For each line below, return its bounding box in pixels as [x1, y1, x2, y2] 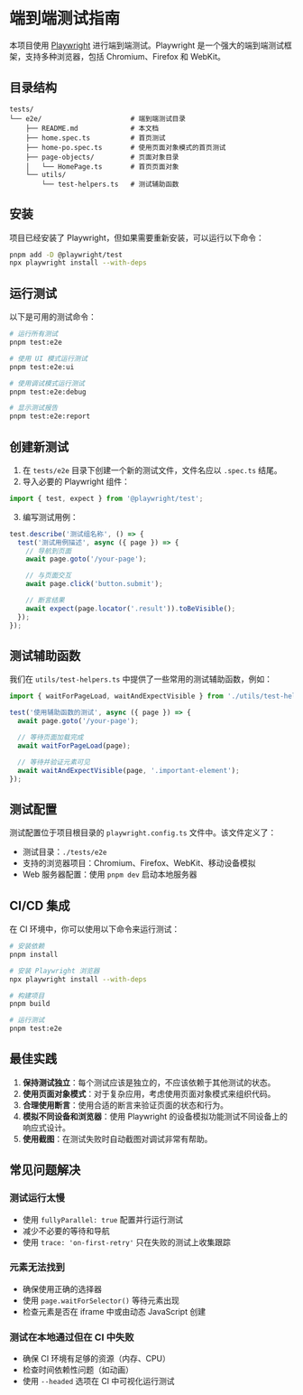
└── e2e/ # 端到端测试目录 [9, 114, 187, 123]
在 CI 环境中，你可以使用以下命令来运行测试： [9, 924, 180, 935]
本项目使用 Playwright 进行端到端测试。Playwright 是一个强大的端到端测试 [9, 40, 284, 51]
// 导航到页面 [25, 546, 72, 555]
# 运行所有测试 [9, 330, 59, 339]
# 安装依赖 [9, 942, 45, 951]
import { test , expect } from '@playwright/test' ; [9, 494, 204, 503]
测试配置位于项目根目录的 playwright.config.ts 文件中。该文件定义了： [9, 827, 277, 838]
